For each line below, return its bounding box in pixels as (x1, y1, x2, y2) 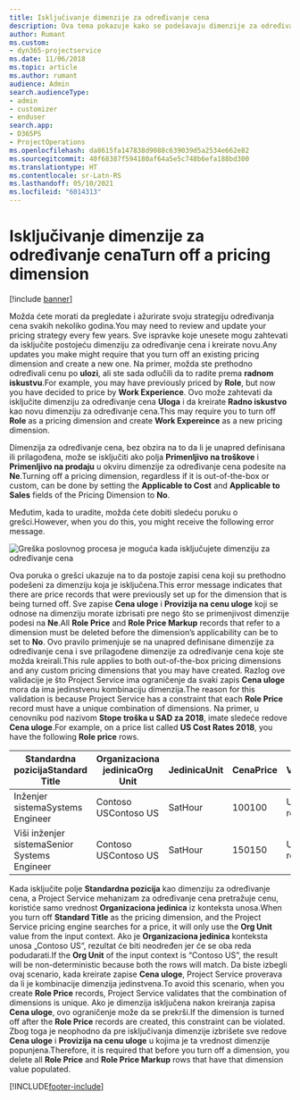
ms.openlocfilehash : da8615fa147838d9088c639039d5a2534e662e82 (9, 146, 250, 155)
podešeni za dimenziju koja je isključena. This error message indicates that (9, 579, 283, 590)
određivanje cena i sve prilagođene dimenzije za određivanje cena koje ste (9, 645, 284, 657)
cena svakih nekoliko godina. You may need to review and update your (9, 320, 267, 331)
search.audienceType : (9, 88, 90, 97)
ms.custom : (9, 38, 50, 47)
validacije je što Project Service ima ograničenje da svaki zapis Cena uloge (9, 674, 286, 684)
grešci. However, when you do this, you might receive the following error (9, 516, 274, 527)
